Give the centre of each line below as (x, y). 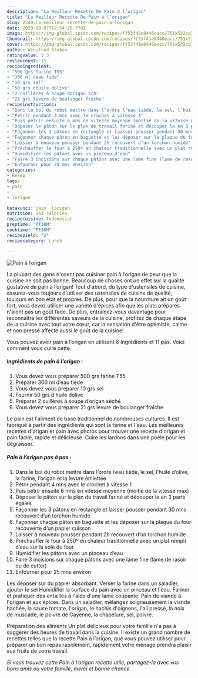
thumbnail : (20, 39)
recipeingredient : (29, 66)
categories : (21, 170)
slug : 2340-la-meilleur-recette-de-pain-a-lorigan (70, 22)
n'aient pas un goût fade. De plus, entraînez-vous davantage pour (86, 312)
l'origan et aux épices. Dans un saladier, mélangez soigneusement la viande (98, 602)
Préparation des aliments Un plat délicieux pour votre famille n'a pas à (92, 626)
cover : (15, 45)
